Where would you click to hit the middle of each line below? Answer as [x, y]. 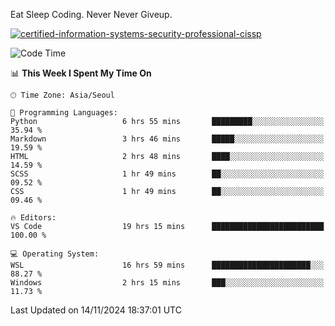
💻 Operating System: [55, 254]
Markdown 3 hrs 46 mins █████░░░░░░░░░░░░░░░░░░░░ [167, 139]
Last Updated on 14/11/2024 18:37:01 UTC [96, 310]
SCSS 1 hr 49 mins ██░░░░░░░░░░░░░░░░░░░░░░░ [167, 174]
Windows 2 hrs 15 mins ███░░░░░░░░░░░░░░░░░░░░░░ [167, 283]
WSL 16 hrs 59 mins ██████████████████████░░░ [167, 265]
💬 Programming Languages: [64, 113]
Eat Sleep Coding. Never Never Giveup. [91, 14]
